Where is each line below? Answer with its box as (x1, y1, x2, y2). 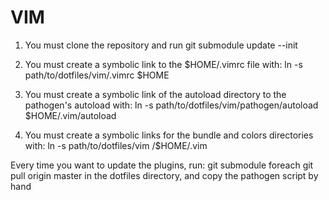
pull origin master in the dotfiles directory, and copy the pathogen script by (10, 169, 319, 181)
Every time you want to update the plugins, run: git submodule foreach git (10, 159, 314, 171)
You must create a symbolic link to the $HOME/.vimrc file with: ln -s (24, 58, 303, 70)
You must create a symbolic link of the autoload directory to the (24, 88, 287, 100)
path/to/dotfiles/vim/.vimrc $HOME (24, 69, 170, 81)
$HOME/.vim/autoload (24, 109, 117, 121)
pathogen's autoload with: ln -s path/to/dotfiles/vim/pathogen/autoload (24, 99, 319, 111)
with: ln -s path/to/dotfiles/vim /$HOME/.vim (24, 139, 208, 151)
